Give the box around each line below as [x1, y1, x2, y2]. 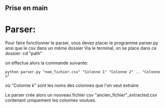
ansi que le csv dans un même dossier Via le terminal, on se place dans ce [5, 45, 157, 51]
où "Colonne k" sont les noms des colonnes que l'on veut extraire [5, 82, 139, 88]
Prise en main [5, 4, 48, 12]
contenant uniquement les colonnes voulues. [5, 97, 96, 103]
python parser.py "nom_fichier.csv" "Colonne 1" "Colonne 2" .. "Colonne [5, 70, 161, 74]
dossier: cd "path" [5, 50, 42, 56]
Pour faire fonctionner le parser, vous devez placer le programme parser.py [5, 40, 159, 46]
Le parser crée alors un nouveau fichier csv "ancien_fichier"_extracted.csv [5, 92, 157, 98]
